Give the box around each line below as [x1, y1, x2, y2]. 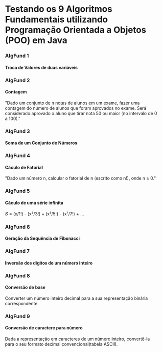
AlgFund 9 [5, 313, 30, 320]
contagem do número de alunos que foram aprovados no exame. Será [5, 105, 147, 111]
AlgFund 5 [5, 188, 30, 195]
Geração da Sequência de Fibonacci [5, 235, 80, 241]
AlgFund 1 [5, 53, 29, 59]
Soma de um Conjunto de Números [5, 140, 77, 146]
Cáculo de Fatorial [5, 164, 43, 170]
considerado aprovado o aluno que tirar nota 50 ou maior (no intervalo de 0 [5, 110, 158, 116]
